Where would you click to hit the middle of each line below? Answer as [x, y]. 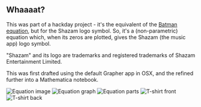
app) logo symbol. [28, 43]
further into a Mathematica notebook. [52, 79]
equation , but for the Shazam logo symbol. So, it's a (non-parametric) [92, 31]
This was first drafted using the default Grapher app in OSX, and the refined [100, 73]
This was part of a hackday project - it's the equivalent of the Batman [92, 24]
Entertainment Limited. [34, 61]
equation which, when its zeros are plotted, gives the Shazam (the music [96, 37]
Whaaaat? [26, 10]
